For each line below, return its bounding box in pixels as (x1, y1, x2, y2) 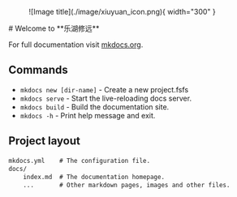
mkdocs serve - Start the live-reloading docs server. (19, 93, 192, 103)
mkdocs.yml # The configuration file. (8, 156, 151, 165)
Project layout (8, 134, 81, 148)
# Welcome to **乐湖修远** (8, 24, 100, 33)
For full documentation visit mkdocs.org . (8, 40, 144, 49)
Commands (8, 63, 69, 77)
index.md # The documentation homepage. (23, 173, 165, 181)
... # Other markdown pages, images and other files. (23, 181, 231, 189)
